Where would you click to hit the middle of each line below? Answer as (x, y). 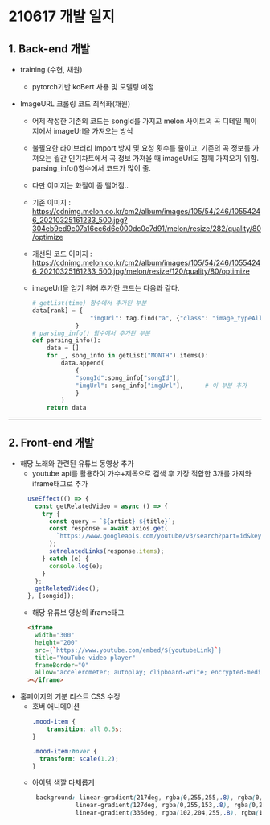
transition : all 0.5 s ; (85, 729)
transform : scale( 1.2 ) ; (79, 759)
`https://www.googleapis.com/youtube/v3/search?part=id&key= (160, 536)
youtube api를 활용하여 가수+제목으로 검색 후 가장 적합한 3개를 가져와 (141, 473)
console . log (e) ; (76, 566)
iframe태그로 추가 (60, 483)
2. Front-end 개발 (51, 442)
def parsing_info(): (66, 340)
